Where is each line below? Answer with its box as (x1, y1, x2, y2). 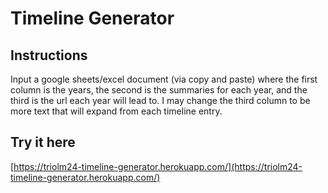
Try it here (10, 134, 76, 151)
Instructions (10, 47, 88, 64)
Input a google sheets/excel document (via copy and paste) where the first (10, 73, 318, 85)
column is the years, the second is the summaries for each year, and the (10, 84, 308, 96)
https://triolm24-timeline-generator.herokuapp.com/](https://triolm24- (13, 160, 303, 172)
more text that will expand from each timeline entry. (10, 105, 223, 117)
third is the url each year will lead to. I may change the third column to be (10, 95, 311, 106)
